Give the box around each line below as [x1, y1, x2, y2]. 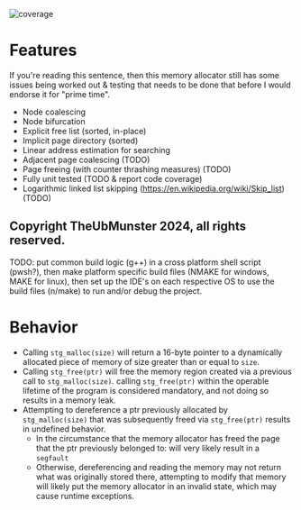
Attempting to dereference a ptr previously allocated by [22, 404, 228, 414]
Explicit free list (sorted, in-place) [22, 125, 147, 136]
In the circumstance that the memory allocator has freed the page [35, 433, 281, 443]
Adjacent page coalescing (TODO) [22, 154, 150, 165]
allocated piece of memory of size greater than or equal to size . [22, 356, 260, 367]
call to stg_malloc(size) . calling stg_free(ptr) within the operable [22, 375, 269, 387]
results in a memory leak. [22, 395, 117, 405]
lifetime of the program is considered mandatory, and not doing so [22, 385, 269, 396]
